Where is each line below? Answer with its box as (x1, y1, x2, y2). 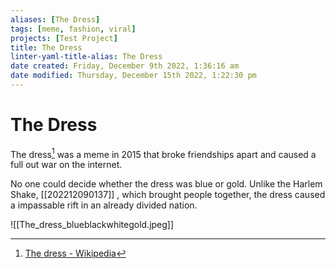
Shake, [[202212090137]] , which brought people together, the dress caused (10, 189, 326, 201)
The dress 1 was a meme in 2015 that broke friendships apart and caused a (10, 146, 317, 160)
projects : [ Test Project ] (10, 33, 118, 43)
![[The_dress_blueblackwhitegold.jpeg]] (10, 219, 175, 231)
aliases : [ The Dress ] (10, 14, 101, 25)
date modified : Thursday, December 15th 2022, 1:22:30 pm (10, 71, 257, 81)
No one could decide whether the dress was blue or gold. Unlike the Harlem (10, 178, 323, 190)
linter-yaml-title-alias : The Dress (10, 52, 163, 62)
